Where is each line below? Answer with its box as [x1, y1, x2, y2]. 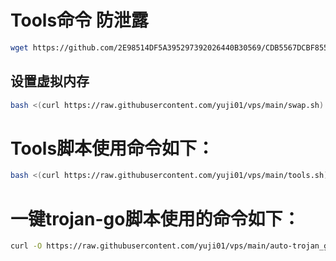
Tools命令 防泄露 [10, 9, 149, 32]
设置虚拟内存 [10, 73, 90, 90]
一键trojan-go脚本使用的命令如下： [10, 207, 301, 230]
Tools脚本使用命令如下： [10, 137, 215, 160]
